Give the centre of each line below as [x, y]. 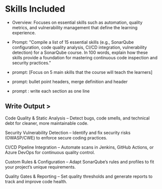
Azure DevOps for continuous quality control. [50, 152]
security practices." [31, 63]
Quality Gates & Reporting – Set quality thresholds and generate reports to [79, 176]
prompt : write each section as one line [51, 91]
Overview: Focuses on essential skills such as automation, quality [77, 22]
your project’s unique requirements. [40, 167]
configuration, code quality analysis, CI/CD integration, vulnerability [79, 47]
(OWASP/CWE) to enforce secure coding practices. [56, 137]
